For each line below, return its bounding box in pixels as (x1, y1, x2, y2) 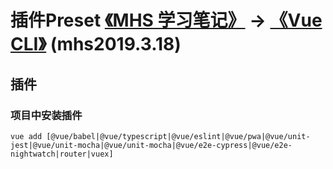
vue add (10, 131, 43, 141)
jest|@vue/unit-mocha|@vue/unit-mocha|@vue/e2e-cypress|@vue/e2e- (10, 140, 293, 150)
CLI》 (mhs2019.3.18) (10, 33, 182, 56)
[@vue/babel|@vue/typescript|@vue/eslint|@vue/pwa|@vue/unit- (46, 131, 311, 141)
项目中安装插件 (10, 108, 83, 122)
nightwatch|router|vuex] (10, 149, 114, 159)
